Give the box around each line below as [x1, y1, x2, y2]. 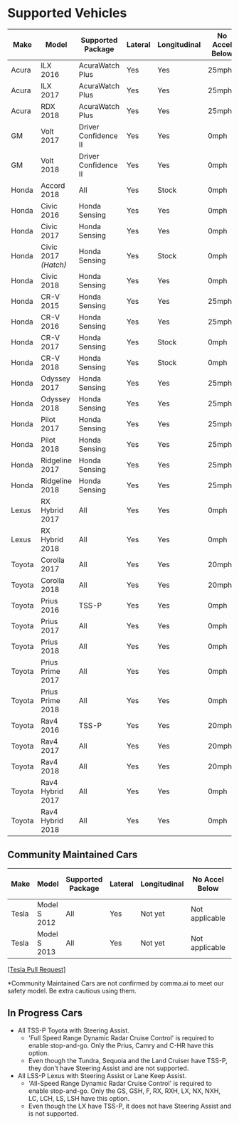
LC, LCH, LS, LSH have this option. [28, 1094, 130, 1102]
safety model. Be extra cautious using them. [7, 986, 137, 995]
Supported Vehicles [7, 5, 127, 21]
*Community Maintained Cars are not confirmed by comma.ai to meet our [7, 978, 224, 987]
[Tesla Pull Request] [7, 965, 66, 973]
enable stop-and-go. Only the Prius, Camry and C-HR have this [28, 1041, 214, 1050]
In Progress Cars [7, 1007, 83, 1019]
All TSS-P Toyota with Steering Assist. [17, 1026, 129, 1035]
